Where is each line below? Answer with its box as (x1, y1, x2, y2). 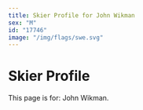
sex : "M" (8, 19, 37, 27)
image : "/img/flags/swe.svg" (8, 33, 104, 42)
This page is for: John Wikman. (8, 93, 109, 103)
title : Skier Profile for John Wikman (8, 11, 135, 20)
